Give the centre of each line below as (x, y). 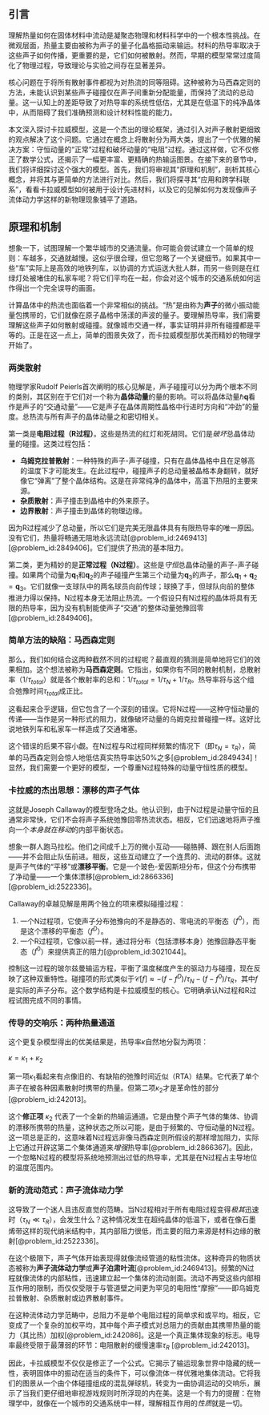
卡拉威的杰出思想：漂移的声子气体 (74, 790)
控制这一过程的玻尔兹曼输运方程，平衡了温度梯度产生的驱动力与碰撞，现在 (131, 968)
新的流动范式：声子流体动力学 (66, 1190)
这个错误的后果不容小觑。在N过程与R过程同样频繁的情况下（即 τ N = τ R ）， (129, 747)
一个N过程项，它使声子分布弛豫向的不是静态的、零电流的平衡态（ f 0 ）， (136, 920)
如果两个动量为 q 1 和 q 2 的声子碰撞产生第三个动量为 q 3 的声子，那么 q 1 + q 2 (140, 575)
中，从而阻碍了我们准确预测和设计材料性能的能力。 (92, 112)
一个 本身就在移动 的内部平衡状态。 (71, 829)
